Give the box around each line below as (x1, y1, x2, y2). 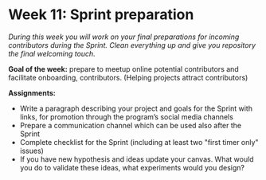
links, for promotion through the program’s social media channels (19, 112, 233, 121)
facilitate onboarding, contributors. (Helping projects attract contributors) (8, 72, 248, 82)
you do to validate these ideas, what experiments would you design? (19, 162, 245, 172)
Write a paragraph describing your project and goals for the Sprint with (19, 104, 253, 113)
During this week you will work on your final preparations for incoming (8, 32, 240, 41)
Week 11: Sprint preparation (8, 6, 194, 24)
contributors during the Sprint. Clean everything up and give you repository (8, 40, 256, 49)
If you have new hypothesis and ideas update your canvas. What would (19, 154, 254, 164)
